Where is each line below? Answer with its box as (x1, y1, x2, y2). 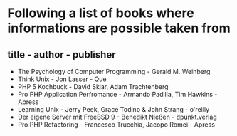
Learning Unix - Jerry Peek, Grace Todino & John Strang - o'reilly (17, 105, 210, 113)
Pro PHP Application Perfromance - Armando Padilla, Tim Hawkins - (17, 90, 218, 98)
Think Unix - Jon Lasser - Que (17, 75, 107, 83)
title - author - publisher (7, 48, 116, 61)
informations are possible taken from (7, 20, 231, 36)
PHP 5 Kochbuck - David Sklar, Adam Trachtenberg (17, 83, 169, 90)
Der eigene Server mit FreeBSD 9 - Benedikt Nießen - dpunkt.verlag (17, 113, 217, 121)
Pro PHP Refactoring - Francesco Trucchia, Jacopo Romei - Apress (17, 120, 216, 129)
